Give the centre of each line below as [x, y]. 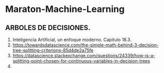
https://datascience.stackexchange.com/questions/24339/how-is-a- [84, 55]
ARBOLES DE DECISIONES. [48, 28]
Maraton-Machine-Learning [65, 9]
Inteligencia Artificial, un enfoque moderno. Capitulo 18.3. [72, 39]
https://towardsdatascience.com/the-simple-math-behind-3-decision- [86, 45]
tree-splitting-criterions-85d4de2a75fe [53, 50]
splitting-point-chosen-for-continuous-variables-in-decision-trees [81, 61]
